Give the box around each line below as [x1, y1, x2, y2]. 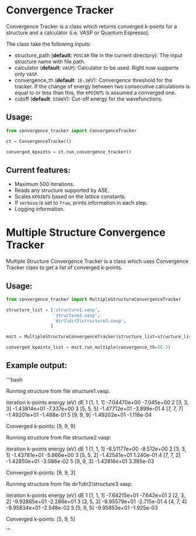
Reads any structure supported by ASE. [14, 187, 110, 194]
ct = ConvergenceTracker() [6, 138, 72, 144]
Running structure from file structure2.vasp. [6, 434, 112, 441]
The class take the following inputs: [6, 40, 92, 47]
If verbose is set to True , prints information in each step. [14, 200, 148, 207]
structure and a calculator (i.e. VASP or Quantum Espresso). [6, 29, 150, 36]
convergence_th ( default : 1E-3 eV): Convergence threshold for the [14, 77, 173, 84]
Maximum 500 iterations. [14, 181, 75, 188]
